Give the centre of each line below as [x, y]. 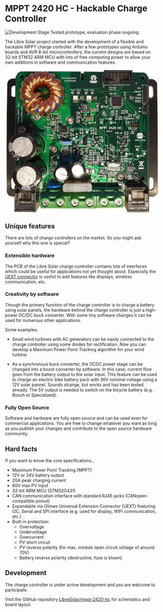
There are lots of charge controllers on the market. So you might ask [73, 238]
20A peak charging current [39, 480]
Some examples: [22, 330]
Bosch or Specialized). [34, 395]
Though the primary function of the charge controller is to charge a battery [80, 305]
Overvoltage [32, 527]
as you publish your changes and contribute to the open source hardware [78, 428]
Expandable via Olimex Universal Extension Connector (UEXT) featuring [84, 506]
